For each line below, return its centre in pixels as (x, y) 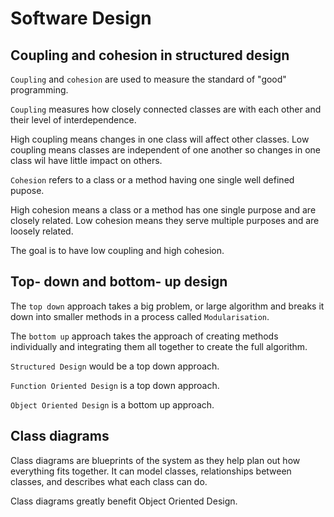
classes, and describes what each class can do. (109, 481)
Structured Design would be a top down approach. (115, 366)
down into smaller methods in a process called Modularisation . (140, 316)
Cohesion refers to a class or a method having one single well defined (152, 180)
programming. (39, 90)
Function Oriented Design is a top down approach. (115, 385)
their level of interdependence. (73, 120)
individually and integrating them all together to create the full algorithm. (159, 346)
